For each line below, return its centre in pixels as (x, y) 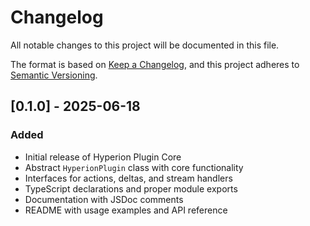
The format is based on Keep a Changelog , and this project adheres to (155, 64)
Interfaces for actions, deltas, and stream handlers (128, 178)
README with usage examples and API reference (126, 210)
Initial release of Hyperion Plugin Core (103, 157)
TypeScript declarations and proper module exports (131, 188)
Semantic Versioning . (54, 75)
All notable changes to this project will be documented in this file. (145, 45)
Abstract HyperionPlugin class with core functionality (134, 167)
